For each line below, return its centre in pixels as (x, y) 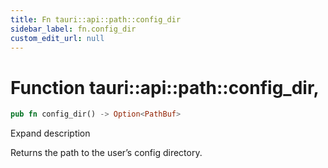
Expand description (50, 133)
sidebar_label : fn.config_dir (73, 29)
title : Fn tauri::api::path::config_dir (96, 19)
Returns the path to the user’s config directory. (106, 153)
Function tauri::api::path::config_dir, (165, 87)
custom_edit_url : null (57, 38)
